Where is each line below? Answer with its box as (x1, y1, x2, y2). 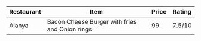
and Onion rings (47, 25, 92, 33)
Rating (172, 8, 192, 15)
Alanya (9, 21, 29, 29)
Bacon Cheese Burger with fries (47, 18, 137, 26)
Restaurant (9, 8, 42, 15)
